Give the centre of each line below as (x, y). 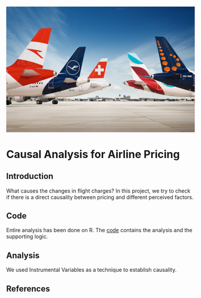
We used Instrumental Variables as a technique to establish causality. (92, 270)
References (28, 289)
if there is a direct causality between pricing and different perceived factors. (100, 197)
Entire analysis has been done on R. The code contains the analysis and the (99, 230)
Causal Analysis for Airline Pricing (93, 154)
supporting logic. (27, 236)
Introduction (30, 176)
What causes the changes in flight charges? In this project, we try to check (98, 191)
